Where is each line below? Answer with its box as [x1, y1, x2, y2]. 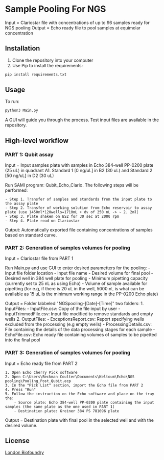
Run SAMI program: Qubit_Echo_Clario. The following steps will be [5, 182, 139, 188]
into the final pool [5, 337, 41, 343]
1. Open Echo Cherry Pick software [5, 370, 78, 375]
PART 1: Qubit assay [5, 151, 54, 158]
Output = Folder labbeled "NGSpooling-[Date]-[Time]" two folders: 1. [5, 301, 144, 307]
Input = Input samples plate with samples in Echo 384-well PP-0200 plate [5, 162, 154, 168]
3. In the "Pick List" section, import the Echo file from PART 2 [5, 383, 143, 388]
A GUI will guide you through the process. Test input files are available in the [5, 117, 159, 123]
